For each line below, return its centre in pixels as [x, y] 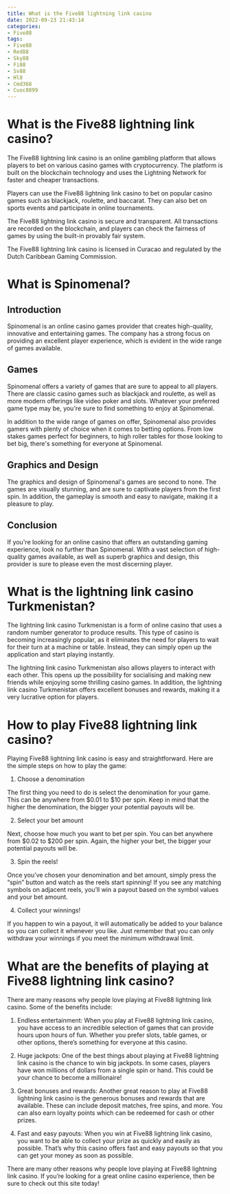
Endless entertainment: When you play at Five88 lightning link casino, [115, 1021]
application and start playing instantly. [61, 654]
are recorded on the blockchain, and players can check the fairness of [106, 228]
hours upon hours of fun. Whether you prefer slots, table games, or [112, 1035]
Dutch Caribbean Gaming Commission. [62, 257]
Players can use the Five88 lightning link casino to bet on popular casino [110, 193]
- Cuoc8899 [23, 90]
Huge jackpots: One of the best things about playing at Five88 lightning [118, 1056]
